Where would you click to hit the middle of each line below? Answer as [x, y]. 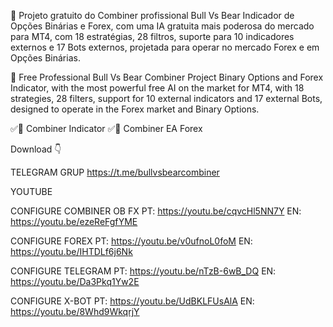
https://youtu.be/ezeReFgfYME [74, 221]
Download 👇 [36, 149]
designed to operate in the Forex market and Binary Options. [135, 109]
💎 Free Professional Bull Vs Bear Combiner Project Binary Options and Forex [167, 77]
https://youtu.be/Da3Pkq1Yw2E [75, 281]
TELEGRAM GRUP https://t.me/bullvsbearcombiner [115, 172]
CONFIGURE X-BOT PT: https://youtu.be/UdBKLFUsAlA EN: [132, 301]
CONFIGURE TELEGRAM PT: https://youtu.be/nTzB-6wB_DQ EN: [143, 271]
